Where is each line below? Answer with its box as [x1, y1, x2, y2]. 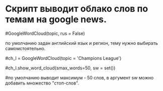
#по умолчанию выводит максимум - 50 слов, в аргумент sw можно [5, 74, 154, 80]
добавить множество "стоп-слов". [5, 80, 79, 86]
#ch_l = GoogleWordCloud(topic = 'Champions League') [5, 55, 122, 61]
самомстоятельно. [5, 45, 46, 51]
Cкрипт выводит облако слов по [5, 3, 148, 15]
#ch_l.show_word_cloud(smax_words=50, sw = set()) [5, 65, 116, 71]
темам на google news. [5, 14, 107, 25]
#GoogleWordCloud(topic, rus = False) [5, 30, 86, 36]
